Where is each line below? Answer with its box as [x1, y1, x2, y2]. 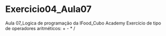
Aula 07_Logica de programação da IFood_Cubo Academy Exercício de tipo [5, 20, 161, 26]
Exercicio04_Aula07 [5, 3, 92, 15]
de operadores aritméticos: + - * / [5, 25, 76, 31]
